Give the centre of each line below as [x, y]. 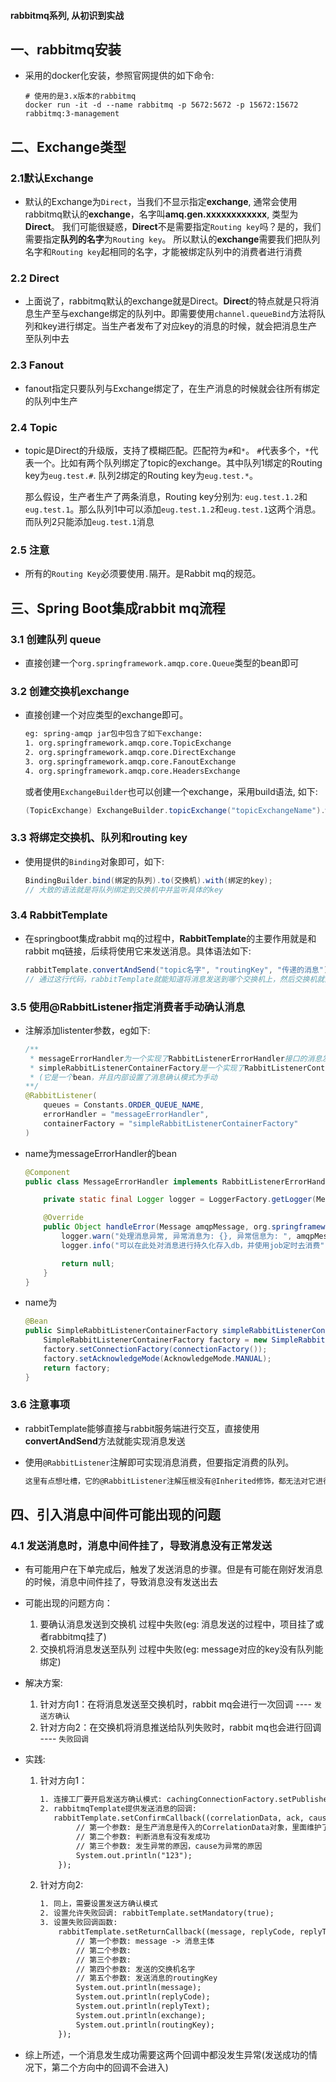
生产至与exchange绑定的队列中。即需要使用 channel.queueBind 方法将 [175, 314]
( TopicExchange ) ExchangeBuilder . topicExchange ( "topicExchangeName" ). [175, 810]
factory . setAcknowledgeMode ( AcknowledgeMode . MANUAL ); [157, 1358]
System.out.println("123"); [134, 1855]
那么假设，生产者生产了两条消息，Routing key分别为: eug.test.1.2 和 [166, 496]
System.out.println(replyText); [143, 2006]
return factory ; [77, 1368]
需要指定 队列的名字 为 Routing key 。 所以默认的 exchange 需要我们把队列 [172, 239]
